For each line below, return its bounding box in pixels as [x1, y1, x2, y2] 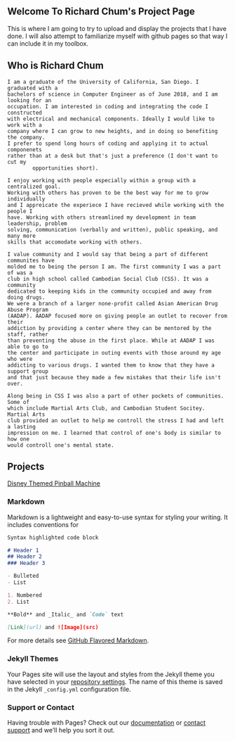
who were [7, 355, 33, 362]
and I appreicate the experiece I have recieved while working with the [7, 201, 224, 208]
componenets [7, 146, 42, 153]
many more [7, 232, 36, 239]
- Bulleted [7, 573, 39, 580]
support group [7, 367, 49, 375]
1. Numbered [7, 591, 42, 599]
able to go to [7, 343, 49, 350]
